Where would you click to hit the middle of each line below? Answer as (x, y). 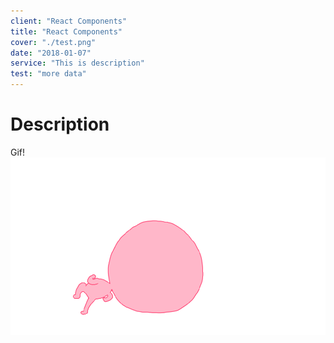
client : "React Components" (69, 21)
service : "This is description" (77, 63)
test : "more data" (48, 74)
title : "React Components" (66, 31)
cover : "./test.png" (53, 42)
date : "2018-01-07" (51, 53)
